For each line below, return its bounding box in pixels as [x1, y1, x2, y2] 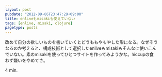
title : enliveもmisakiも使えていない [5, 16, 75, 21]
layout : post [5, 7, 32, 12]
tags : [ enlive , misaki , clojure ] [5, 20, 73, 26]
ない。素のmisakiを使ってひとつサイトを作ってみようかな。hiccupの [13, 52, 150, 58]
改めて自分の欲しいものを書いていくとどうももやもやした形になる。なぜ [5, 39, 149, 45]
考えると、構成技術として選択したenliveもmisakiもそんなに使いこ [21, 45, 153, 51]
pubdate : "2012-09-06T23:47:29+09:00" [5, 12, 83, 17]
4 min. [5, 67, 18, 73]
